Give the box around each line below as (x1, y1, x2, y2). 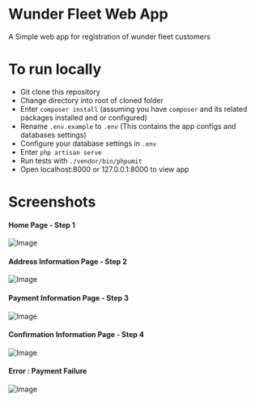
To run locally (8, 60, 102, 79)
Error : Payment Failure (8, 366, 87, 376)
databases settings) (19, 130, 87, 139)
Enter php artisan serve (19, 147, 102, 156)
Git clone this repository (19, 87, 101, 96)
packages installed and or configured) (19, 113, 148, 122)
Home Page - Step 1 (8, 220, 75, 229)
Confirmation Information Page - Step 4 (8, 330, 144, 340)
